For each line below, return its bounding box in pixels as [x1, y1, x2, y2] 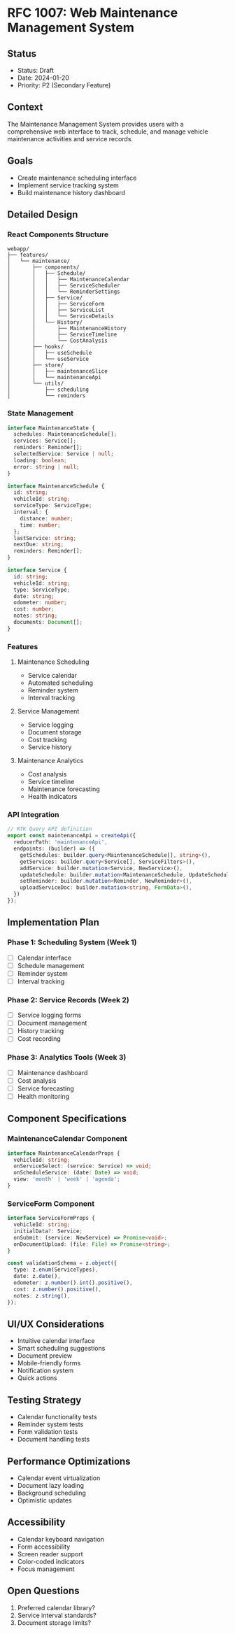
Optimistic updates [17, 1496, 72, 1505]
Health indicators [27, 793, 78, 801]
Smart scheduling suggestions [17, 1344, 106, 1353]
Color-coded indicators [17, 1557, 85, 1565]
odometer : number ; [13, 599, 68, 606]
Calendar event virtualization [17, 1474, 101, 1482]
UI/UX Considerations [7, 1318, 105, 1330]
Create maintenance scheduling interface [17, 173, 137, 182]
